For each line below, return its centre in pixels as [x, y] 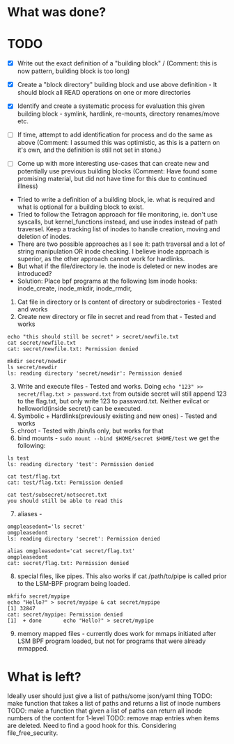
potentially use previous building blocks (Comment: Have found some [117, 171]
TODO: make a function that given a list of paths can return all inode [105, 711]
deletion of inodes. [44, 237]
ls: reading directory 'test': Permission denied [81, 465]
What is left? [44, 677]
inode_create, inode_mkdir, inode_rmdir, [75, 288]
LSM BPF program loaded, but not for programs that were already [111, 641]
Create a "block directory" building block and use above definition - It [117, 85]
